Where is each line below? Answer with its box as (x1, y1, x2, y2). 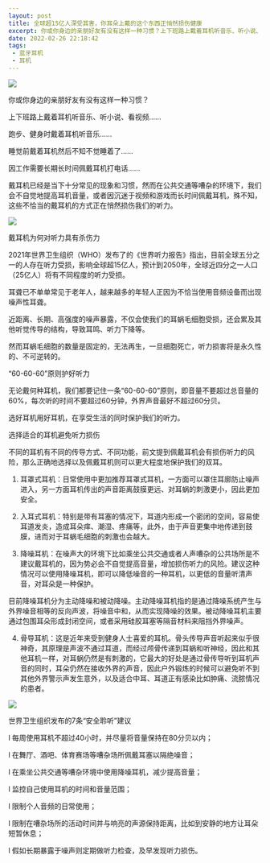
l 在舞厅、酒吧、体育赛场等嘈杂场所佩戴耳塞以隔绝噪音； (8, 749, 195, 759)
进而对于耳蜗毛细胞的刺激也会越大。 (34, 531, 154, 541)
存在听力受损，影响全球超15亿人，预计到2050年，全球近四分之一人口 (29, 259, 259, 270)
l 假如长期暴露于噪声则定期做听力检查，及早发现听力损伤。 (8, 845, 202, 855)
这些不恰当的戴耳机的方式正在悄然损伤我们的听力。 (8, 200, 178, 210)
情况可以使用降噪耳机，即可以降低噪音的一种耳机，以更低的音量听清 (19, 568, 246, 578)
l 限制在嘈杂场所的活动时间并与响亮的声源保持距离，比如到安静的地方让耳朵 (8, 818, 259, 828)
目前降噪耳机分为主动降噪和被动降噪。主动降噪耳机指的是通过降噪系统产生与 (8, 596, 262, 605)
